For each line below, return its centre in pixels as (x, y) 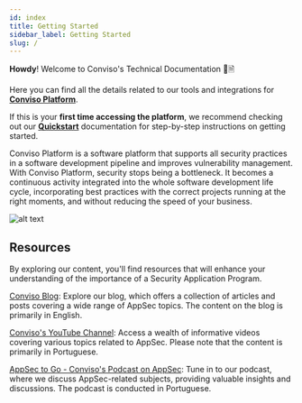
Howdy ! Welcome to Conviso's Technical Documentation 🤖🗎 (122, 69)
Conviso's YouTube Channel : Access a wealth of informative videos (135, 333)
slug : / (24, 43)
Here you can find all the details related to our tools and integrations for (142, 90)
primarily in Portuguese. (54, 352)
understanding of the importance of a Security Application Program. (136, 279)
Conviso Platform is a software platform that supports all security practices (148, 153)
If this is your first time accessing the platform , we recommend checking (146, 117)
